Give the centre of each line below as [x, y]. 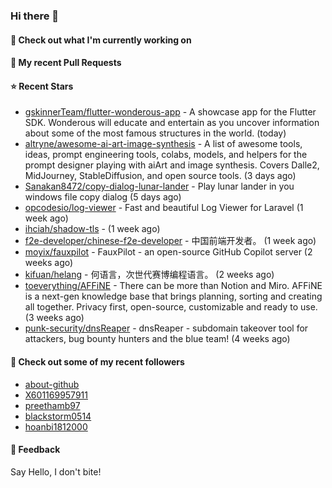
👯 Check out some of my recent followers [97, 361]
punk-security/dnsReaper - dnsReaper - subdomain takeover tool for [166, 328]
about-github [52, 384]
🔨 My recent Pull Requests [66, 63]
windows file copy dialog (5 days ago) [103, 197]
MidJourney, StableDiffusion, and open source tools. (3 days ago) [160, 176]
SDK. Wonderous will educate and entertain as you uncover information [172, 123]
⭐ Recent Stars [42, 86]
